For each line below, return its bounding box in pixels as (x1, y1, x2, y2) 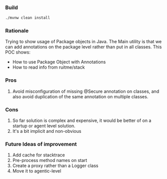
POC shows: (5, 49, 31, 55)
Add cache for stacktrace (12, 152, 65, 158)
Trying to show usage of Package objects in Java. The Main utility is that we (5, 39, 162, 45)
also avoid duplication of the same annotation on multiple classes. (12, 93, 148, 99)
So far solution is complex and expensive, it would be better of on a (12, 117, 151, 124)
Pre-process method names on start (12, 157, 87, 163)
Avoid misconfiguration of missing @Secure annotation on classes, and (12, 88, 159, 94)
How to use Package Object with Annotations (12, 59, 106, 65)
